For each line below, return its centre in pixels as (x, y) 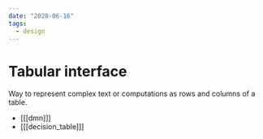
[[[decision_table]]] (52, 127)
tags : (17, 24)
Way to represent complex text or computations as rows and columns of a (132, 93)
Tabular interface (68, 71)
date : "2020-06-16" (41, 16)
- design (30, 31)
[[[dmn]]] (35, 118)
